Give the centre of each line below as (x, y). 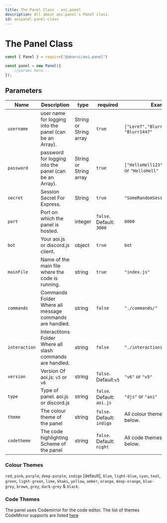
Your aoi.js (53, 239)
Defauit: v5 (108, 380)
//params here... (32, 71)
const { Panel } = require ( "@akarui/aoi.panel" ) (56, 57)
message (51, 311)
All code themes (143, 437)
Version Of (53, 371)
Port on (49, 212)
